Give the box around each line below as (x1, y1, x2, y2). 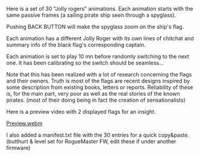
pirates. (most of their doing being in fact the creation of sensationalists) (6, 96, 186, 103)
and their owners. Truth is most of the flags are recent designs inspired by (6, 78, 190, 84)
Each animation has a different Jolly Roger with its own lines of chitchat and (6, 35, 194, 42)
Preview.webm (6, 120, 43, 127)
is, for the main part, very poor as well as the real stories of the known (6, 90, 180, 97)
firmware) (6, 144, 31, 151)
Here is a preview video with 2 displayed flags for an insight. (6, 108, 156, 115)
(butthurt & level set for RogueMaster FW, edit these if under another (6, 138, 177, 145)
